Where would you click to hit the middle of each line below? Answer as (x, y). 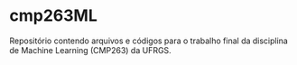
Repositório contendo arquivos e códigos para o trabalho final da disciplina (149, 41)
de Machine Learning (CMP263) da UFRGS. (90, 50)
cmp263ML (53, 16)
